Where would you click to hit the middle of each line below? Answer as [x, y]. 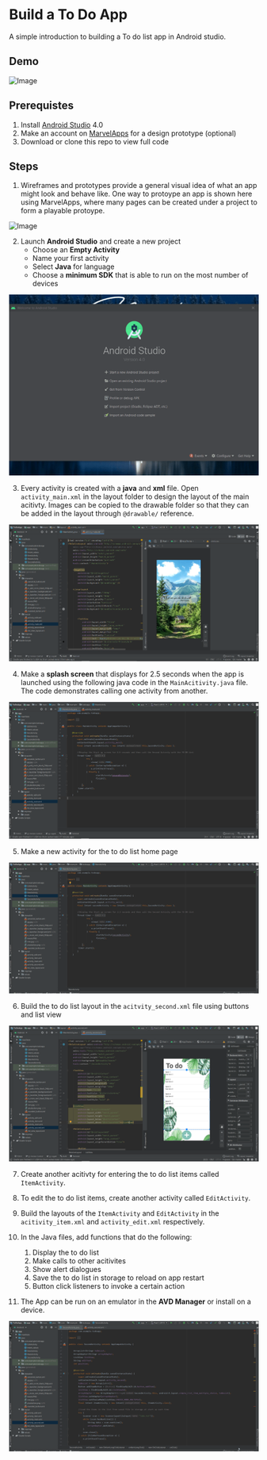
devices [45, 284]
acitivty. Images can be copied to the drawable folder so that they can [135, 505]
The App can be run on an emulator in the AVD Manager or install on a [136, 1301]
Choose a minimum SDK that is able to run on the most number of [140, 275]
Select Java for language [73, 266]
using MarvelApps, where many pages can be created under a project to [139, 202]
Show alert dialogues [67, 1269]
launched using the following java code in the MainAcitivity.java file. [134, 682]
